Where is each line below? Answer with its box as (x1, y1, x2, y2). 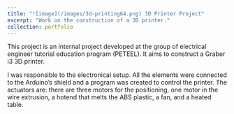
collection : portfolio (7, 23, 73, 30)
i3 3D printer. (7, 57, 45, 66)
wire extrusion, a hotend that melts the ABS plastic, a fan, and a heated (7, 93, 212, 101)
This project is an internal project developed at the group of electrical (7, 43, 207, 51)
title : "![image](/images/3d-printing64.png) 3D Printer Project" (7, 10, 205, 17)
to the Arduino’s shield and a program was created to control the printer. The (7, 78, 228, 87)
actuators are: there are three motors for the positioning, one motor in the (7, 85, 219, 94)
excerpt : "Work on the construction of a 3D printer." (7, 17, 170, 24)
